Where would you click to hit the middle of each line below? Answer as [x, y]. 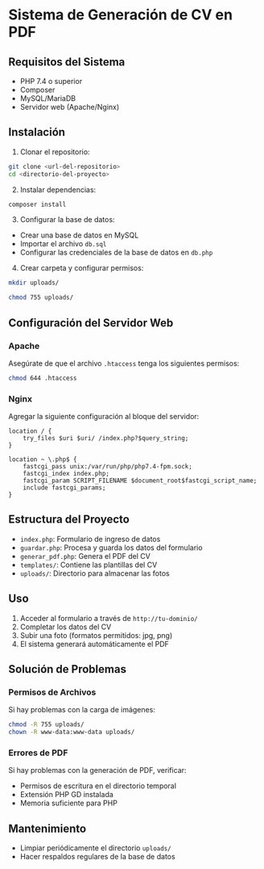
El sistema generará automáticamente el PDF [94, 644]
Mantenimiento [47, 828]
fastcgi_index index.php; [66, 474]
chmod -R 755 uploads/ [46, 724]
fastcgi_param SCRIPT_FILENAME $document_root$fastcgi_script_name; [140, 481]
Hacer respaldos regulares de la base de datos [97, 857]
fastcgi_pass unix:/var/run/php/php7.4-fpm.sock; [108, 467]
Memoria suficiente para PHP [69, 803]
